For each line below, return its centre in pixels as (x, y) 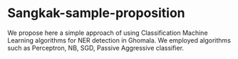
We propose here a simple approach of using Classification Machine (108, 33)
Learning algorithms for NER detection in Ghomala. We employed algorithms (119, 40)
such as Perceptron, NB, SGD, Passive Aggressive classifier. (95, 48)
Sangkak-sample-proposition (96, 13)
